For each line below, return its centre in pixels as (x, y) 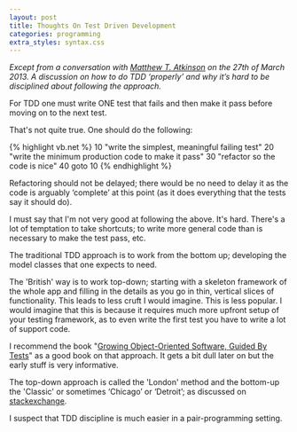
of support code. (40, 329)
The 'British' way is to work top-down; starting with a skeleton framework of (148, 282)
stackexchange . (38, 401)
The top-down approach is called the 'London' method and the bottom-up (145, 382)
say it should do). (41, 202)
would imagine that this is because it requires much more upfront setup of (144, 310)
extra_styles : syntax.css (57, 42)
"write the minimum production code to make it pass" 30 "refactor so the (142, 157)
